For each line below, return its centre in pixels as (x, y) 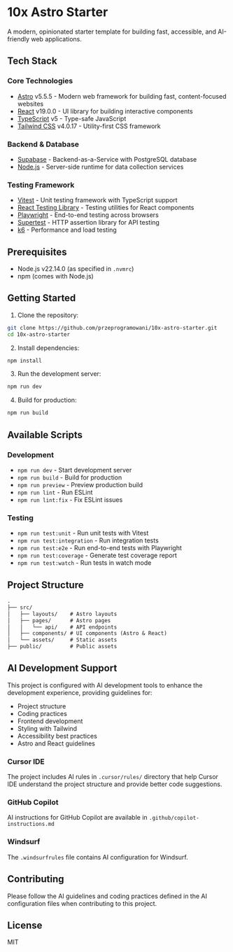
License (25, 925)
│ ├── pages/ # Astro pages (59, 620)
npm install (24, 360)
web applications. (56, 38)
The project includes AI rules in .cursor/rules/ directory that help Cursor (113, 777)
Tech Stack (32, 61)
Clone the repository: (48, 315)
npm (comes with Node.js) (56, 276)
